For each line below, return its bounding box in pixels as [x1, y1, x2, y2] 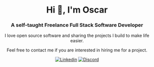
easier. [70, 38, 84, 44]
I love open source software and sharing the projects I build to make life [4, 33, 150, 38]
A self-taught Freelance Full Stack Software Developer [11, 22, 143, 29]
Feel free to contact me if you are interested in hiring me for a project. [6, 47, 148, 53]
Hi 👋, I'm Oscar [46, 4, 108, 16]
